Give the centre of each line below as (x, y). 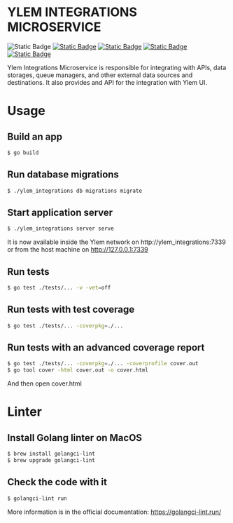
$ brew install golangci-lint (51, 454)
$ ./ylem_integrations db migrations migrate (75, 191)
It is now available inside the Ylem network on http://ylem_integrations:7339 (116, 242)
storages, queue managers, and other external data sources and (100, 75)
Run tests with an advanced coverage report (106, 347)
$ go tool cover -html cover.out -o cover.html (78, 370)
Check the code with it (57, 482)
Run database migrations (63, 175)
